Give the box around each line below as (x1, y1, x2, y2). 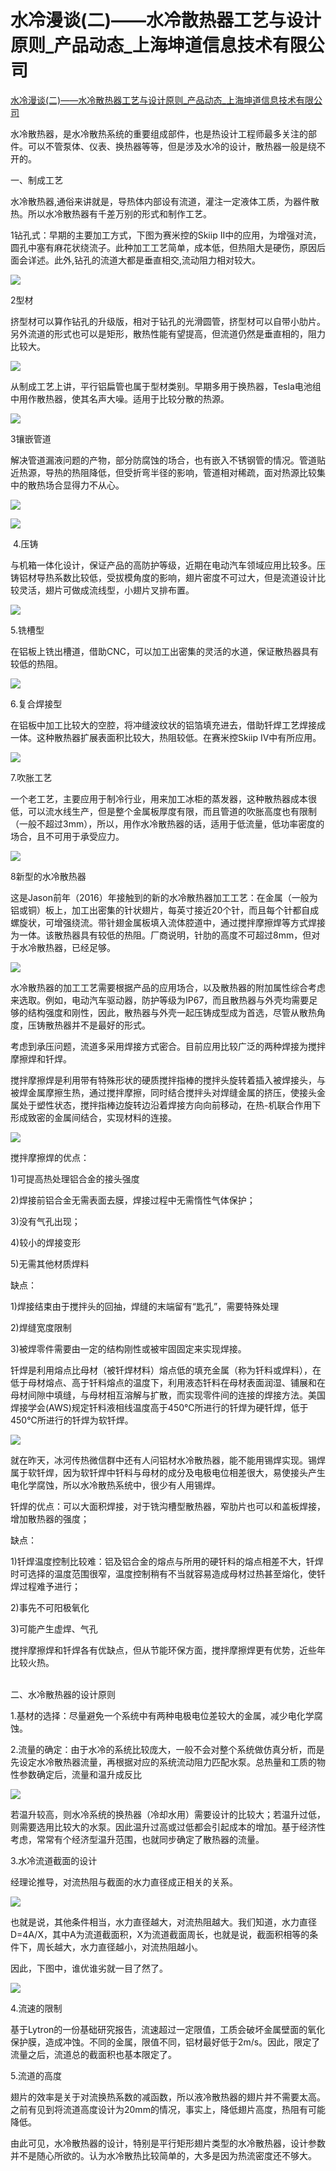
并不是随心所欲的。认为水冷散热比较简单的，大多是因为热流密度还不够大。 (10, 2149, 317, 2161)
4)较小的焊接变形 (10, 1236, 82, 1248)
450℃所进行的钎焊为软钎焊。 (10, 1414, 134, 1426)
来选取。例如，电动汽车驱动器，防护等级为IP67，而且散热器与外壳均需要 (10, 994, 310, 1006)
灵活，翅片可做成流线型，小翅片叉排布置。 (18, 584, 195, 596)
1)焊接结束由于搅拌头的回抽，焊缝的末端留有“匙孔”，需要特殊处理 (10, 1300, 280, 1312)
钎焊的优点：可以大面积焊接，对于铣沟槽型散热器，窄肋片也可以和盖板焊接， (10, 1500, 326, 1512)
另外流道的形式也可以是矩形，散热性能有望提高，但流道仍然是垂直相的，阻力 (10, 327, 326, 340)
